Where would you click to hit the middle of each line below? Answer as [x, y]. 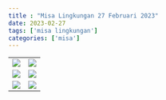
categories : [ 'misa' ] [44, 38]
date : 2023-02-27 [37, 23]
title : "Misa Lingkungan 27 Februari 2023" [83, 16]
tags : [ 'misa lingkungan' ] [53, 30]
